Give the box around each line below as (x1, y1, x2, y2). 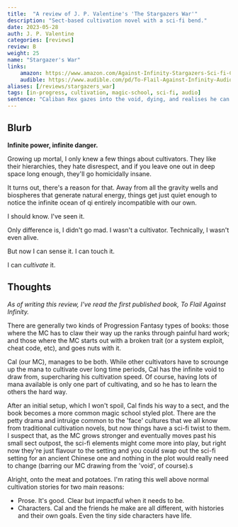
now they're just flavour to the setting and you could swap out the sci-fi (7, 446, 216, 455)
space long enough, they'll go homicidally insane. (7, 169, 152, 178)
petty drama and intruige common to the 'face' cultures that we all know (7, 416, 218, 424)
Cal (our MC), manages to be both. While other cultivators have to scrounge (7, 357, 229, 366)
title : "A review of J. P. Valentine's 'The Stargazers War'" (7, 10, 198, 18)
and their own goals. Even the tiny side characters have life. (17, 511, 193, 520)
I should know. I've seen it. (7, 212, 85, 220)
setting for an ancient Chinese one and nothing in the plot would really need (7, 453, 229, 462)
